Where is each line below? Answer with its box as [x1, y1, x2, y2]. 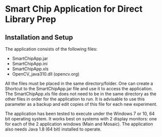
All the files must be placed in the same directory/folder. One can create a [5, 80, 153, 86]
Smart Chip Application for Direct [5, 3, 143, 15]
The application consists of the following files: [5, 46, 98, 52]
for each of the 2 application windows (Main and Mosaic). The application [5, 121, 153, 127]
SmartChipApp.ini [12, 61, 48, 66]
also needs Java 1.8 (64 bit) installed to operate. [5, 126, 101, 132]
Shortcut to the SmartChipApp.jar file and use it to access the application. [5, 86, 153, 91]
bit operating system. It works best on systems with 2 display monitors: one [5, 116, 157, 121]
